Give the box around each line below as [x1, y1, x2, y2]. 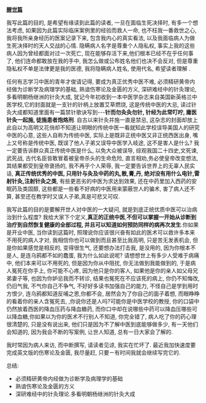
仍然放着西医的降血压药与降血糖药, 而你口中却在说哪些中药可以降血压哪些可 [6, 306, 197, 312]
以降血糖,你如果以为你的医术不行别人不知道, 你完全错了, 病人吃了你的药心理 [6, 313, 197, 320]
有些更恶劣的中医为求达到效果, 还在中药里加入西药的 [59, 178, 192, 184]
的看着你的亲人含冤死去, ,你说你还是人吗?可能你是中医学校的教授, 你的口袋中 [6, 298, 200, 305]
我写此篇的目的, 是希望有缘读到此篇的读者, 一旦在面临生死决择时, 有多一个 [6, 19, 193, 26]
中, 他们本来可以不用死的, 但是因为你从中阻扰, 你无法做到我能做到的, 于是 [6, 260, 191, 266]
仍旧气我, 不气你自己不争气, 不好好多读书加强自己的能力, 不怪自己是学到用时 [6, 282, 198, 290]
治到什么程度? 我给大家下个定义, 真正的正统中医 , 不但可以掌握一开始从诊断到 [6, 214, 197, 220]
